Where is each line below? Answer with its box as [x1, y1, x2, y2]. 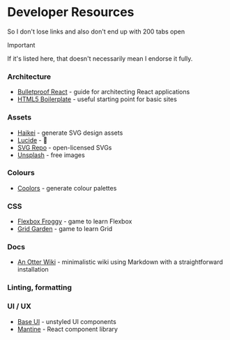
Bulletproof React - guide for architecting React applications [17, 88, 190, 96]
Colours [7, 168, 35, 178]
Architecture [7, 71, 52, 81]
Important [7, 40, 36, 49]
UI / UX [7, 302, 31, 311]
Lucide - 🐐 [17, 135, 47, 144]
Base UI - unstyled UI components [17, 317, 116, 325]
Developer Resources [7, 4, 135, 20]
